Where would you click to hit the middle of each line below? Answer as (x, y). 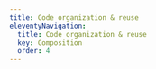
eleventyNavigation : (48, 26)
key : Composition (50, 43)
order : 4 (34, 51)
